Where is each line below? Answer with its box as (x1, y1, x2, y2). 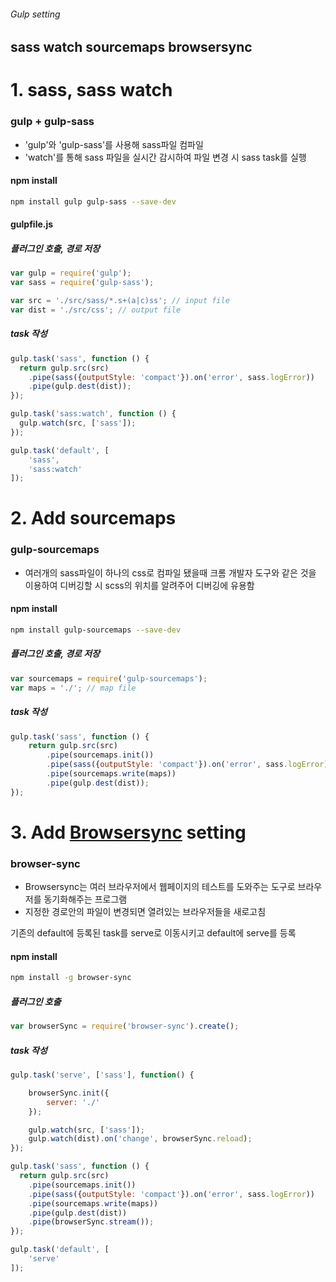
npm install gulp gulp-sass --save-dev (10, 196, 177, 207)
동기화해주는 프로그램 (43, 893, 128, 905)
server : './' (46, 1097, 101, 1107)
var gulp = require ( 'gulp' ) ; (10, 268, 132, 279)
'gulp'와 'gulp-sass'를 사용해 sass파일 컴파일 (24, 138, 204, 150)
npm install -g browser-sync (10, 973, 132, 983)
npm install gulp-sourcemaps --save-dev (10, 625, 182, 635)
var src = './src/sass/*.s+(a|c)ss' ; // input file (10, 296, 230, 306)
